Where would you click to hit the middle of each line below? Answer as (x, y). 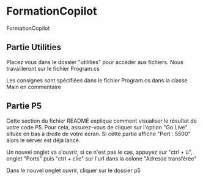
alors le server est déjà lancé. (43, 140)
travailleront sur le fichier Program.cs (53, 68)
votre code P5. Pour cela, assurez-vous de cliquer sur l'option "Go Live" (97, 127)
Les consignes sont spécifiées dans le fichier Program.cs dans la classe (97, 80)
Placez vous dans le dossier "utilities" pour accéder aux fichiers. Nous (95, 62)
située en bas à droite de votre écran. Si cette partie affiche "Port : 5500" (98, 134)
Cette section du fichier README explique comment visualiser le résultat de (102, 121)
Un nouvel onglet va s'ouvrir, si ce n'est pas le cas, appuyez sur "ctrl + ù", (99, 152)
